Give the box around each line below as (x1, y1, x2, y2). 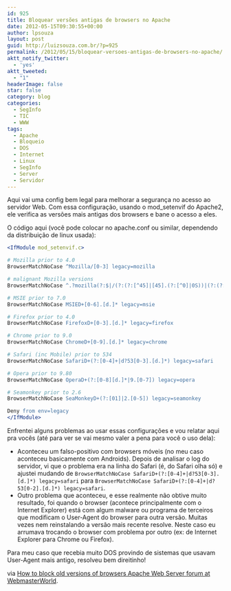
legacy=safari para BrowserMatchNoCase (38, 477, 151, 485)
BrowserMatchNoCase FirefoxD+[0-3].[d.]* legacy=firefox (7, 320, 174, 327)
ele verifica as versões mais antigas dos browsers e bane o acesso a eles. (7, 210, 218, 219)
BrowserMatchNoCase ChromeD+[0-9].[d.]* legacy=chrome (7, 339, 168, 345)
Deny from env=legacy (7, 408, 69, 414)
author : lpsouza (7, 29, 54, 37)
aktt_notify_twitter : (7, 55, 69, 62)
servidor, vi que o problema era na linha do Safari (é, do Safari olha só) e (16, 462, 223, 470)
